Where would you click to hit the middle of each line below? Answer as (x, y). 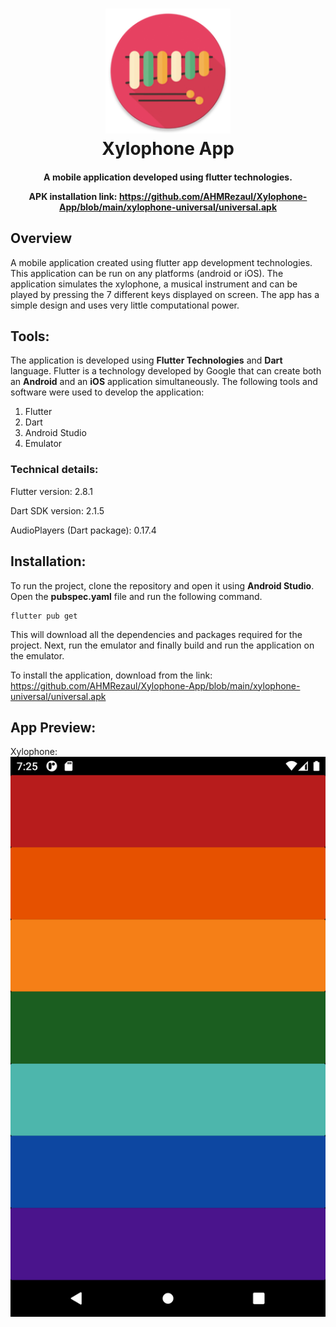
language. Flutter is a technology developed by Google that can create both (166, 371)
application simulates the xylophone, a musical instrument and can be (154, 284)
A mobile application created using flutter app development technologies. (161, 262)
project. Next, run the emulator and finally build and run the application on (162, 645)
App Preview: (53, 727)
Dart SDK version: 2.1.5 (57, 510)
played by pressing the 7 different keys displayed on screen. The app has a (165, 294)
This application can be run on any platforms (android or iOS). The (147, 273)
